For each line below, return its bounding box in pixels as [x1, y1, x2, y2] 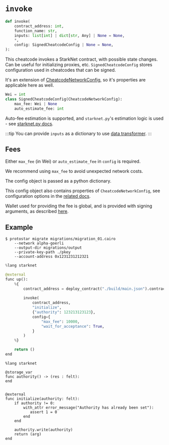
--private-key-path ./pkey [14, 250, 71, 255]
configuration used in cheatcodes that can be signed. [5, 67, 116, 73]
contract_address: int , [14, 23, 64, 29]
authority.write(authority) [14, 427, 73, 432]
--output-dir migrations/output [14, 245, 82, 250]
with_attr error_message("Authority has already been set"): [23, 405, 154, 410]
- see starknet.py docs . [5, 120, 54, 126]
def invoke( [5, 19, 30, 24]
